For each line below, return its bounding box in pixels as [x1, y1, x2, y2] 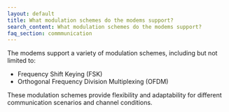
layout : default [7, 10, 55, 17]
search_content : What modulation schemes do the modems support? [7, 23, 202, 30]
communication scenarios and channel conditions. [7, 99, 153, 107]
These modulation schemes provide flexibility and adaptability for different [7, 91, 222, 99]
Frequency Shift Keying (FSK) [17, 70, 103, 78]
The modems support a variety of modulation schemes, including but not [7, 49, 218, 57]
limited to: [7, 57, 36, 65]
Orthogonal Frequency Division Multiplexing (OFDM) [17, 78, 169, 86]
